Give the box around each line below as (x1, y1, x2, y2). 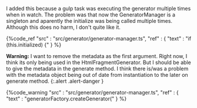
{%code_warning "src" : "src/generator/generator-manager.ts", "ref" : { (6, 89, 179, 96)
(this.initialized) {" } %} (6, 41, 62, 48)
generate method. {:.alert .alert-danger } (6, 77, 104, 85)
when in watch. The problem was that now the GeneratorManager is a (6, 11, 175, 18)
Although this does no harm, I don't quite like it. (6, 23, 121, 31)
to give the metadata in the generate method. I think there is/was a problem (6, 65, 189, 72)
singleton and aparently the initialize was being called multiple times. (6, 18, 172, 24)
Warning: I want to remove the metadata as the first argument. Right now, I (6, 53, 188, 59)
